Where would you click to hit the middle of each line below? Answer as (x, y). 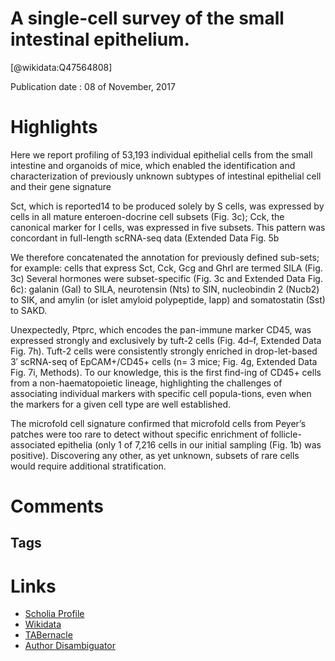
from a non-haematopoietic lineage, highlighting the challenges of (146, 383)
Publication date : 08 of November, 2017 (93, 86)
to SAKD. (29, 310)
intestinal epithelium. (100, 39)
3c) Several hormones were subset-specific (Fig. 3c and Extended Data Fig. (166, 278)
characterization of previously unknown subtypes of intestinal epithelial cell (166, 176)
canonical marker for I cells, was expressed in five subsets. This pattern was (168, 227)
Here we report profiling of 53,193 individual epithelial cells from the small (161, 154)
